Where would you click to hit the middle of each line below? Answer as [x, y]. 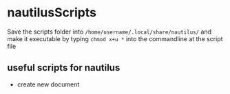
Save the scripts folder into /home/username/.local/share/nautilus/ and [109, 32]
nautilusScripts [52, 13]
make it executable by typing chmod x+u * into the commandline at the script [115, 38]
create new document [48, 84]
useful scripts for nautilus [64, 68]
